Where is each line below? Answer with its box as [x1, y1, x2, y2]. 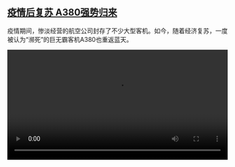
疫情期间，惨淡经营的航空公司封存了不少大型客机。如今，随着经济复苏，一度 [7, 27, 228, 35]
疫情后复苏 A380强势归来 [7, 6, 117, 19]
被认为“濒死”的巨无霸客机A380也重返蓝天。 [7, 35, 133, 43]
